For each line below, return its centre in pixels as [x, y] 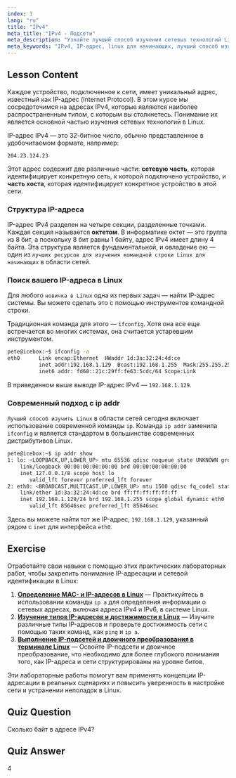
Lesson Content [43, 75]
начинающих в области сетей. [49, 262]
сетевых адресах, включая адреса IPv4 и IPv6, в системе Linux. [113, 609]
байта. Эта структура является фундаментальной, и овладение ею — [112, 247]
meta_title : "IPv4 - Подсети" [52, 33]
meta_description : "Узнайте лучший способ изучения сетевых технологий [114, 40]
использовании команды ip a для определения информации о [111, 602]
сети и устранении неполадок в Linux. [64, 690]
